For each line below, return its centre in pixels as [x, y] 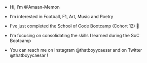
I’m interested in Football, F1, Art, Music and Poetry [61, 16]
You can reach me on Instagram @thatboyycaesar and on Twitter [76, 50]
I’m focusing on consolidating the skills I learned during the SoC [74, 35]
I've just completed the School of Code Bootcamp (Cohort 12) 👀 [74, 26]
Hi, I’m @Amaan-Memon [35, 7]
